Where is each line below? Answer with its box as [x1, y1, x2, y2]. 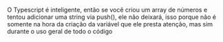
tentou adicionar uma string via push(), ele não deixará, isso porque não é [7, 13, 217, 21]
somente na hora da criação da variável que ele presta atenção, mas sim [7, 20, 213, 28]
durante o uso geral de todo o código [7, 27, 113, 35]
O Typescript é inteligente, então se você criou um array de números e [7, 6, 208, 14]
